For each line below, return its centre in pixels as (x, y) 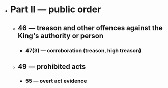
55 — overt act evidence (56, 81)
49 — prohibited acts (52, 67)
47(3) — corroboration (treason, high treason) (83, 50)
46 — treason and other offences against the (90, 28)
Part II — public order (55, 9)
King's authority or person (61, 36)
